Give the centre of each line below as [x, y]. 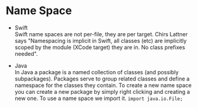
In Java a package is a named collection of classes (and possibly [97, 72]
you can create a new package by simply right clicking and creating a [102, 91]
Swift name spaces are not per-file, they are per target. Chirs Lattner [101, 34]
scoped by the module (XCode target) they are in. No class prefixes [100, 47]
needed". [26, 53]
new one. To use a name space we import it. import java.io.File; [99, 98]
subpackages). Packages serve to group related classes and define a [102, 79]
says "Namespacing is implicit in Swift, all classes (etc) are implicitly [101, 40]
